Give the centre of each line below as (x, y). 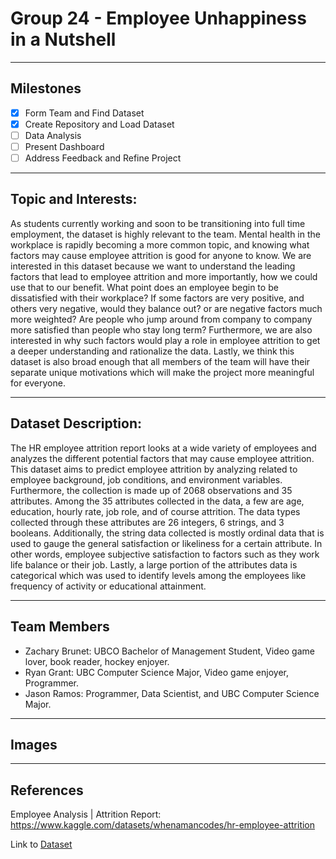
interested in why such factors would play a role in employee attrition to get (165, 340)
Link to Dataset (41, 844)
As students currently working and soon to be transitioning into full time (158, 223)
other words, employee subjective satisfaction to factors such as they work (165, 554)
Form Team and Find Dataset (84, 113)
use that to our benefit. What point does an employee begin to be (144, 287)
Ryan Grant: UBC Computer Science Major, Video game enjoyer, (156, 672)
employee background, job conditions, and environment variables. (146, 479)
